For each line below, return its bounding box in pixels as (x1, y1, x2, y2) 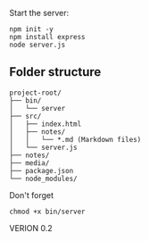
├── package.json (9, 166, 74, 175)
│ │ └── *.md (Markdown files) (9, 135, 142, 144)
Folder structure (9, 64, 102, 79)
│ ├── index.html (9, 120, 82, 129)
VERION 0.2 (9, 222, 54, 233)
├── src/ (9, 112, 42, 120)
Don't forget (9, 189, 54, 200)
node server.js (9, 40, 66, 49)
